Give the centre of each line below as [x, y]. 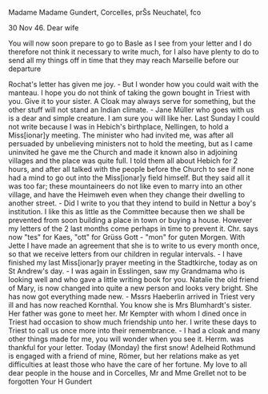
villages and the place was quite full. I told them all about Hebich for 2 [123, 161]
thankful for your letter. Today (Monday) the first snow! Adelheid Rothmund [132, 347]
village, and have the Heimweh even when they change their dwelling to [127, 195]
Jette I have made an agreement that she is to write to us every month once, [134, 245]
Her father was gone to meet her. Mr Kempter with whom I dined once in [128, 313]
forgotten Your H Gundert [50, 381]
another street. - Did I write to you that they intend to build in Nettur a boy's [132, 203]
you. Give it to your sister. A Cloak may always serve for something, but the [132, 101]
